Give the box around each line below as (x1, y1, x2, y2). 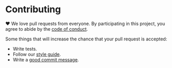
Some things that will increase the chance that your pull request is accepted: (5, 36, 167, 42)
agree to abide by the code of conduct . (5, 26, 88, 32)
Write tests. (12, 46, 37, 52)
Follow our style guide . (12, 51, 61, 57)
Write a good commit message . (12, 56, 79, 62)
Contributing (5, 4, 61, 15)
